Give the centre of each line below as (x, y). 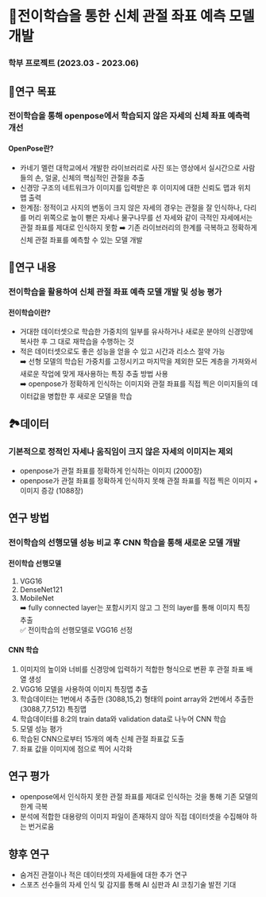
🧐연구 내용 (33, 267)
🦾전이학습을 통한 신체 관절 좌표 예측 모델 (132, 16)
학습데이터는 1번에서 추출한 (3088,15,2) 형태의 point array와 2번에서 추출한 (137, 699)
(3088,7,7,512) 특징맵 (53, 708)
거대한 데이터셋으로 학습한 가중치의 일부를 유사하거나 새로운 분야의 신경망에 (137, 332)
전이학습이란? (30, 312)
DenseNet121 (41, 590)
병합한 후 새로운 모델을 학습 (90, 396)
